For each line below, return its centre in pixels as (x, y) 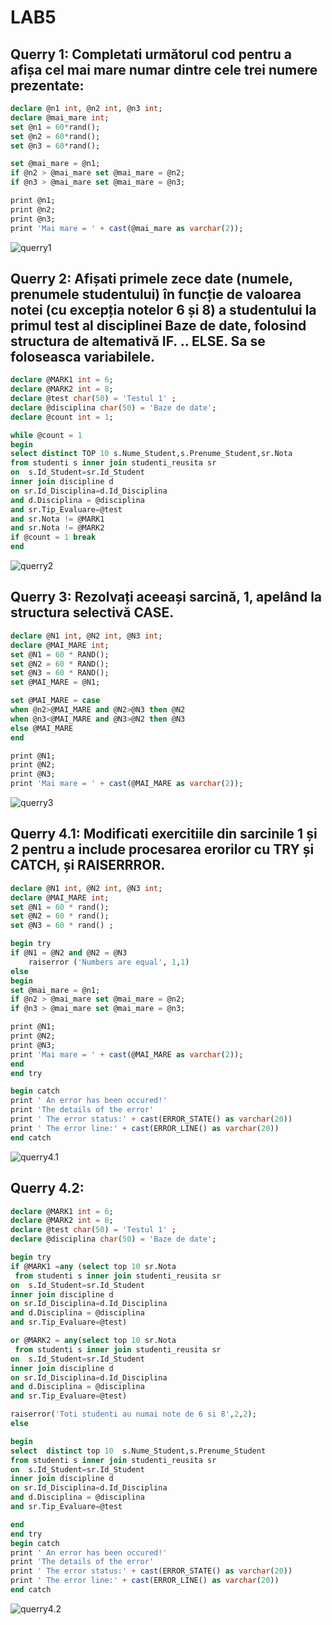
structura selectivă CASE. (92, 612)
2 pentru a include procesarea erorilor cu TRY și (162, 849)
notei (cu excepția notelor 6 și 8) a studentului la (163, 309)
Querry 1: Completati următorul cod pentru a (151, 54)
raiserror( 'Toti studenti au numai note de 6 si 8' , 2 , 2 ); (133, 1414)
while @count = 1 (46, 435)
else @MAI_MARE (42, 728)
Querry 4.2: (47, 1188)
